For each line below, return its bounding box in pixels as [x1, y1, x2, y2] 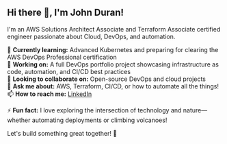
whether [7, 116, 31, 124]
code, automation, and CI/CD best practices [7, 67, 131, 75]
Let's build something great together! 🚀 [7, 129, 118, 137]
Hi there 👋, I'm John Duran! [7, 7, 124, 19]
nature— [183, 106, 207, 114]
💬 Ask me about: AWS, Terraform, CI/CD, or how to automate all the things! [7, 82, 219, 90]
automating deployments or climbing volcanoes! [31, 116, 168, 124]
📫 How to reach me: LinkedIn [7, 90, 92, 98]
